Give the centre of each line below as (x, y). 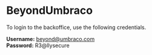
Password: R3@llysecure (38, 45)
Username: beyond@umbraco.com (51, 39)
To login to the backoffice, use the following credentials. (76, 27)
